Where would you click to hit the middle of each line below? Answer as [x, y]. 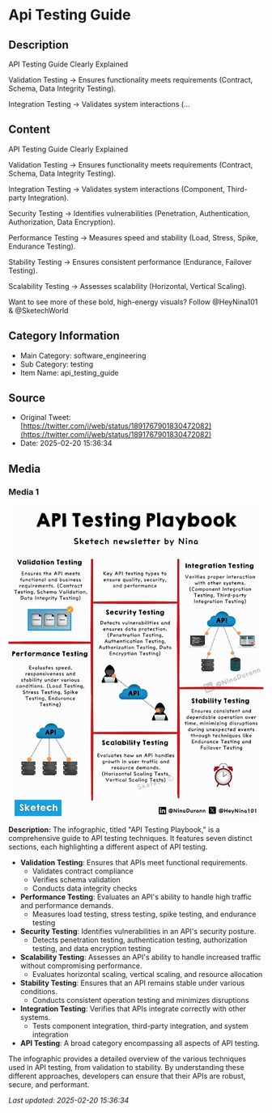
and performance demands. [66, 906]
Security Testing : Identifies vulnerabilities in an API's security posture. [138, 932]
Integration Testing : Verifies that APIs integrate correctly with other [133, 1009]
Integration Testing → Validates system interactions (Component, [117, 189]
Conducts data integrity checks [85, 889]
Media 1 [24, 491]
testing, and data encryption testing [91, 949]
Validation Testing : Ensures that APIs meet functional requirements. [134, 863]
